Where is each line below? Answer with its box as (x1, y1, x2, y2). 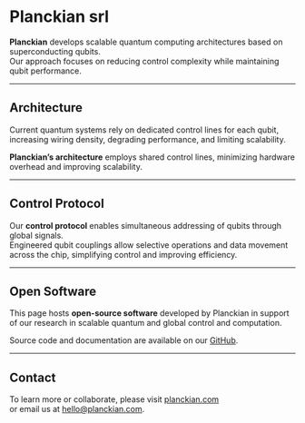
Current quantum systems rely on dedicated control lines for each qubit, (9, 124, 280, 135)
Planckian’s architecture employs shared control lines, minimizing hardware (9, 152, 295, 162)
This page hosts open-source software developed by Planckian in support (9, 308, 290, 319)
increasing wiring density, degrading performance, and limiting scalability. (9, 133, 286, 144)
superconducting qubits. (9, 45, 102, 56)
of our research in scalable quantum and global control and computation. (9, 318, 282, 329)
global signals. (9, 230, 64, 241)
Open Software (9, 283, 97, 299)
